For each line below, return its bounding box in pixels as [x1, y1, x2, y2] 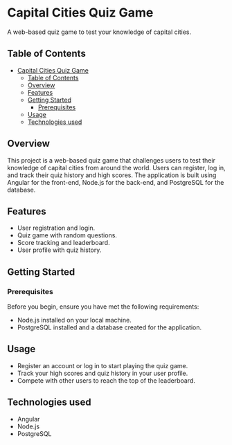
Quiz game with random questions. [17, 231, 118, 239]
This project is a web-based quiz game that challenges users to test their [7, 156, 216, 164]
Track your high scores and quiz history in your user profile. [17, 369, 188, 377]
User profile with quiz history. [17, 246, 102, 254]
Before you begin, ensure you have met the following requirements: [7, 302, 199, 311]
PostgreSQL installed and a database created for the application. [17, 323, 202, 332]
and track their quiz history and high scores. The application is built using [7, 171, 217, 179]
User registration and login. [17, 224, 96, 233]
